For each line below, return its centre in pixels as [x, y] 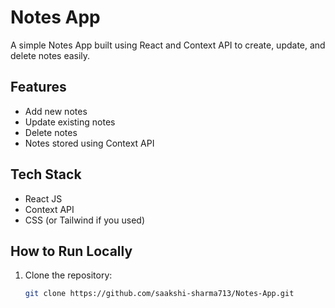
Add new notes [56, 111]
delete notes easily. [50, 55]
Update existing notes [70, 122]
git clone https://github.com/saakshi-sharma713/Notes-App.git [159, 294]
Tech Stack [46, 174]
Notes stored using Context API [89, 143]
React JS [43, 198]
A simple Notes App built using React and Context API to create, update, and [168, 45]
